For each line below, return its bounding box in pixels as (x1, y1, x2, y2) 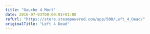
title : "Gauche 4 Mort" (5, 7, 56, 12)
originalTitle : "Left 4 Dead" (5, 21, 70, 26)
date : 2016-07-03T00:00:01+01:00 (5, 12, 77, 17)
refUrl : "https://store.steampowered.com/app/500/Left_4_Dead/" (5, 16, 145, 21)
